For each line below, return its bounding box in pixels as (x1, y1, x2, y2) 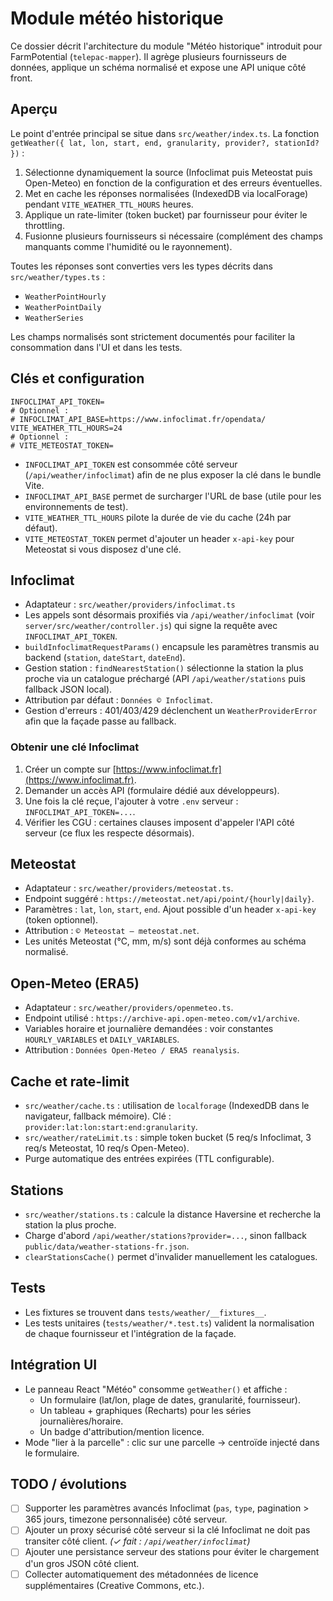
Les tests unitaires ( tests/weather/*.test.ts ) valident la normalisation (24, 1317, 315, 1329)
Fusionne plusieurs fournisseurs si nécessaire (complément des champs (24, 230, 324, 242)
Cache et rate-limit (10, 1073, 130, 1090)
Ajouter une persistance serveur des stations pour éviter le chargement (24, 1546, 320, 1558)
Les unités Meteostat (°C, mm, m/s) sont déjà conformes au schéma (24, 935, 307, 947)
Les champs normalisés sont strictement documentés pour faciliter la (10, 330, 296, 342)
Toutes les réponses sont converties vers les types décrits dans (10, 260, 273, 272)
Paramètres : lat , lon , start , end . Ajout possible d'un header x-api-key (24, 903, 317, 916)
